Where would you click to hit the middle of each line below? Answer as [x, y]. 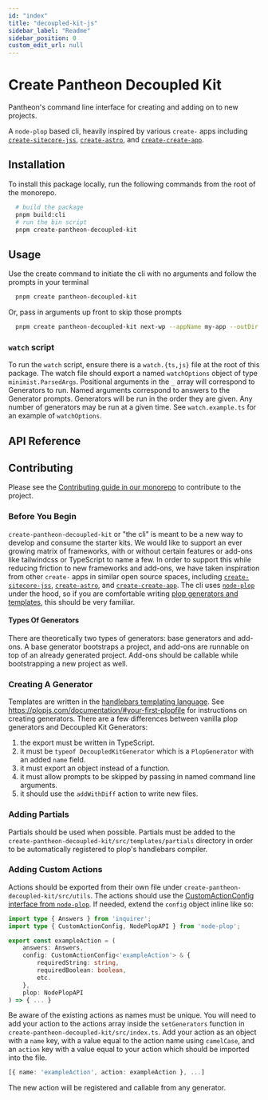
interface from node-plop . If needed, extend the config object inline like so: [131, 904]
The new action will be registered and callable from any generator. [117, 1088]
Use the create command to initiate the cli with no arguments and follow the [132, 274]
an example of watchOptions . [55, 416]
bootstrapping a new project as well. [68, 663]
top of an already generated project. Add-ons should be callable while [123, 655]
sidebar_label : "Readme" [49, 30]
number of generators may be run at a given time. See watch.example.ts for [132, 407]
